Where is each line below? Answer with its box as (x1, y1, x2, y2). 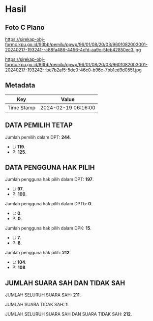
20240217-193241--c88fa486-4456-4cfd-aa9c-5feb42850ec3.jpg (5, 47, 141, 52)
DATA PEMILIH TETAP (5, 121, 73, 130)
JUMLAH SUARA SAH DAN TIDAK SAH (5, 278, 125, 287)
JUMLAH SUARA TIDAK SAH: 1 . (5, 302, 69, 308)
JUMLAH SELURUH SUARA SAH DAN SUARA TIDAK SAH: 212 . (5, 311, 132, 317)
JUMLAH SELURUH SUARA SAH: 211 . (5, 292, 81, 298)
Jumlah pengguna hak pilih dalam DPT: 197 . (5, 177, 94, 183)
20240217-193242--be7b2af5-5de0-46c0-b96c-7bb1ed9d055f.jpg (5, 67, 142, 73)
